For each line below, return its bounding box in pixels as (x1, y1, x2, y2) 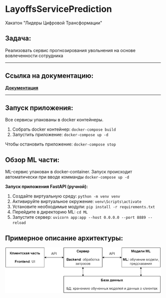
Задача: (5, 34, 31, 43)
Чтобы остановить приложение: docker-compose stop (5, 141, 116, 147)
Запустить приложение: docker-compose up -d (12, 132, 109, 138)
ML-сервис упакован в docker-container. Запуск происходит (5, 169, 132, 175)
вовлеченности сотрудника (5, 52, 63, 58)
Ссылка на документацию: (5, 72, 94, 80)
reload (12, 220, 26, 226)
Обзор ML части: (5, 155, 60, 164)
